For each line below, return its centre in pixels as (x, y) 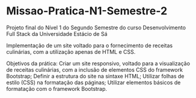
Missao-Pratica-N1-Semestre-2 (87, 11)
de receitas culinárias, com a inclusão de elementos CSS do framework (95, 69)
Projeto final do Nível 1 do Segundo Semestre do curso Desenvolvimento (96, 27)
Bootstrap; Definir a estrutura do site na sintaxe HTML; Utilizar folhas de (95, 76)
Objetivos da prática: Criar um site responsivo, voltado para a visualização (98, 63)
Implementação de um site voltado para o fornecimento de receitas (90, 45)
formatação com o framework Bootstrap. (57, 88)
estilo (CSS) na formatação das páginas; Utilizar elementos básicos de (93, 82)
